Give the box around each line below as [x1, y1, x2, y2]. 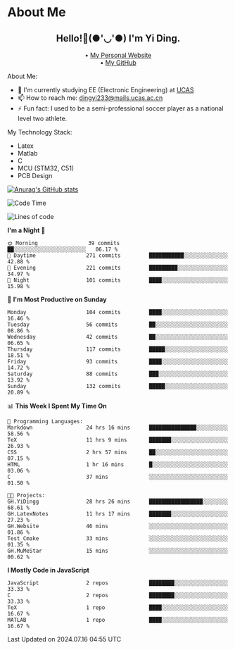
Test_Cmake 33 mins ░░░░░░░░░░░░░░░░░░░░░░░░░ [7, 535, 229, 542]
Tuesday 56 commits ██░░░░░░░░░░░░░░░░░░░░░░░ [7, 321, 229, 328]
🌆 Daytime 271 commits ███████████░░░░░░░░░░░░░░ [7, 252, 229, 259]
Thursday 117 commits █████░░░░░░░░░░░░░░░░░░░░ [7, 346, 229, 353]
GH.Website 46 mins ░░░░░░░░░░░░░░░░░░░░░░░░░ [7, 523, 229, 530]
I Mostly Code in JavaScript [7, 566, 90, 574]
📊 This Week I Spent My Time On [7, 402, 107, 410]
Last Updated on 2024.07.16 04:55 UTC [7, 635, 122, 643]
